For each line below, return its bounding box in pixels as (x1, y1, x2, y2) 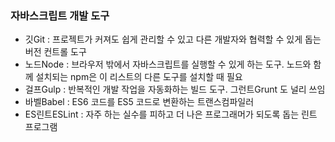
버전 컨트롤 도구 (24, 46, 87, 58)
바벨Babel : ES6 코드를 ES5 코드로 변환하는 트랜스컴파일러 (24, 96, 255, 108)
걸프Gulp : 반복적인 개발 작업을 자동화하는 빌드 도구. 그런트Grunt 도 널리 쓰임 (24, 83, 326, 96)
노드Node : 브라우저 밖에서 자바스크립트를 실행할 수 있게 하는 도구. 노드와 (24, 58, 312, 71)
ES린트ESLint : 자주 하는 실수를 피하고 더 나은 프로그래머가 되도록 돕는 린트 (24, 108, 318, 121)
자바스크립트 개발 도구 (10, 8, 110, 22)
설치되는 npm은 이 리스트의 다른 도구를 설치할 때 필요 (35, 71, 243, 83)
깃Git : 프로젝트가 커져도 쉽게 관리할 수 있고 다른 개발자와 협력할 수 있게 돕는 (24, 33, 322, 46)
